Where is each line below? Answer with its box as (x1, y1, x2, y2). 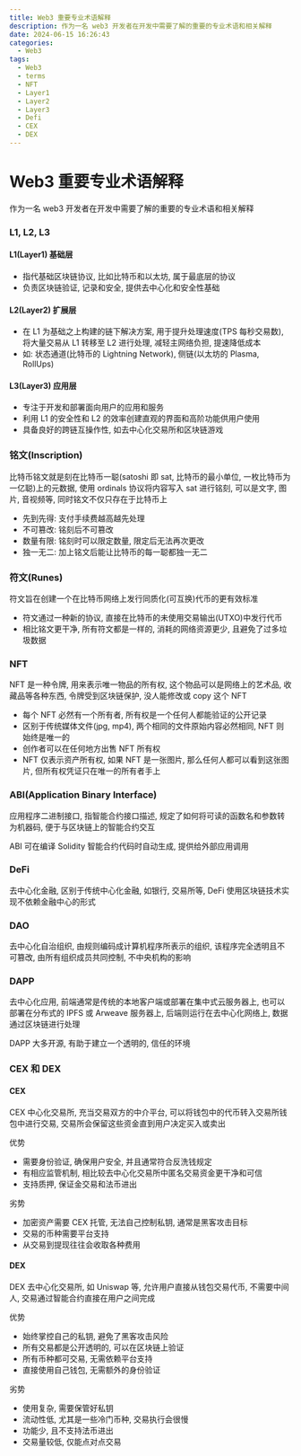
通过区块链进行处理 (9, 1019, 81, 1029)
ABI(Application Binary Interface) (9, 789, 158, 801)
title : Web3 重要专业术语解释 (9, 13, 112, 22)
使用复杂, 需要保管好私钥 (21, 1402, 114, 1413)
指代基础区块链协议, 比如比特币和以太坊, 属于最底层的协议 (21, 270, 236, 281)
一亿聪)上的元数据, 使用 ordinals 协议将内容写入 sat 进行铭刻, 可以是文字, (9, 482, 277, 493)
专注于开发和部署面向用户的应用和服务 (21, 402, 164, 413)
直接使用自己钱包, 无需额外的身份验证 (21, 1364, 161, 1375)
